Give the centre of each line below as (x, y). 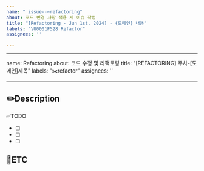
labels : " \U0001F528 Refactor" (46, 29)
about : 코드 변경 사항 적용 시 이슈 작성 (51, 18)
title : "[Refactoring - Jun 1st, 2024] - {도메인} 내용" (76, 23)
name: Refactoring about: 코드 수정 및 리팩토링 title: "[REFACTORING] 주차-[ (99, 63)
